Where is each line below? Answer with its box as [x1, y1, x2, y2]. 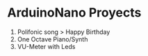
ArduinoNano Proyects [7, 5, 142, 21]
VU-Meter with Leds [17, 42, 76, 50]
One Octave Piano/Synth [17, 35, 88, 43]
